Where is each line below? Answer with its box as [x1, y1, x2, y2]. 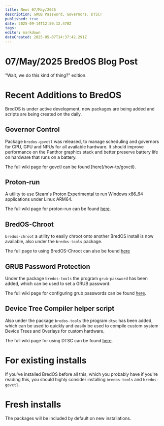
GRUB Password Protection [5, 262, 90, 271]
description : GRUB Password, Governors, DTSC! [5, 12, 102, 17]
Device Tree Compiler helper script [5, 304, 115, 313]
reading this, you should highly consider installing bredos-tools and [5, 376, 142, 382]
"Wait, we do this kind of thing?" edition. [5, 72, 87, 78]
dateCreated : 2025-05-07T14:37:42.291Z [5, 35, 87, 40]
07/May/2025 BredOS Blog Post [5, 56, 138, 67]
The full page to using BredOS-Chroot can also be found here [5, 248, 131, 254]
